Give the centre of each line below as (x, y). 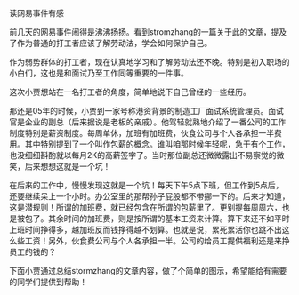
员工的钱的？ (32, 252)
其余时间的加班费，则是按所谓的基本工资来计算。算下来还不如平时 (169, 219)
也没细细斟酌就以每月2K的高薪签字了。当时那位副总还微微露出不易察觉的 (143, 155)
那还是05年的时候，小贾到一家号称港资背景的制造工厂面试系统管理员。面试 (147, 111)
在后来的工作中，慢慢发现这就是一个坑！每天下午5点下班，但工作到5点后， (146, 185)
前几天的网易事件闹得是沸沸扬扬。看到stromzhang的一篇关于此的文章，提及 (148, 32)
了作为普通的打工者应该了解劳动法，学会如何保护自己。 (110, 43)
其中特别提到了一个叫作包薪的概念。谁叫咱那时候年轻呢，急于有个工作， (157, 144)
